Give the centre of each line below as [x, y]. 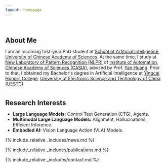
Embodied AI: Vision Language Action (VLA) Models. [68, 130]
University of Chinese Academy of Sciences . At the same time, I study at [81, 57]
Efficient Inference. [32, 124]
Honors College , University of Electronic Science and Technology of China [83, 78]
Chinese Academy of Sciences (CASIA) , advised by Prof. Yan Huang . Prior [83, 68]
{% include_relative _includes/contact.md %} [52, 159]
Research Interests [36, 103]
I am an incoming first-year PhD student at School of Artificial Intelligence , [82, 51]
